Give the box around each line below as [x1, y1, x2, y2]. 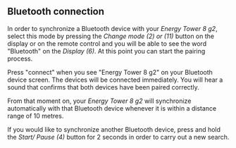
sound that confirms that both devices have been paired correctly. [7, 82, 199, 91]
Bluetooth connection [7, 6, 104, 18]
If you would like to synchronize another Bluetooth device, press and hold [7, 125, 221, 133]
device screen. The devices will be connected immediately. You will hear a [7, 75, 223, 84]
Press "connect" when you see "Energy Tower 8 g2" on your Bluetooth [7, 68, 213, 76]
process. [7, 54, 33, 63]
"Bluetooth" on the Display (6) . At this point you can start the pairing [7, 47, 206, 55]
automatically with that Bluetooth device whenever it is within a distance [7, 104, 217, 112]
